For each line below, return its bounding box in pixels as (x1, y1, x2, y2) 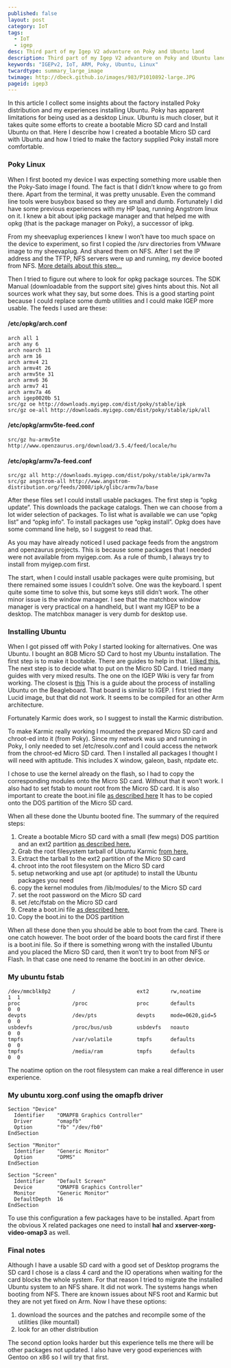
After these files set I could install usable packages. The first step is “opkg (8, 496, 217, 504)
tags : (8, 29, 23, 36)
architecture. (8, 700, 44, 709)
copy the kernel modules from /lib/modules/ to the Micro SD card (17, 883, 202, 892)
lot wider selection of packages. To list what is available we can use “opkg (8, 511, 218, 519)
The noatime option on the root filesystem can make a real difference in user (8, 1066, 224, 1074)
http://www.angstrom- (69, 478, 131, 485)
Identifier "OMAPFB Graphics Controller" (14, 1112, 143, 1119)
